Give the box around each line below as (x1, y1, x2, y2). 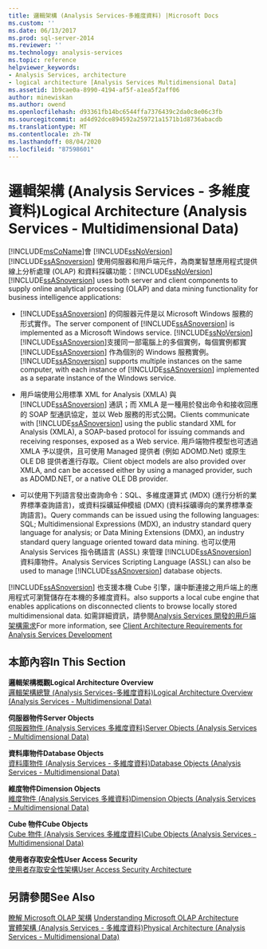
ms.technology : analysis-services (8, 49, 124, 57)
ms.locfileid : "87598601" (8, 145, 94, 153)
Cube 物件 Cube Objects (8, 819, 88, 829)
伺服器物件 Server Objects (8, 713, 94, 723)
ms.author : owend (8, 100, 66, 108)
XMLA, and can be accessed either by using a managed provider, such (19, 466, 253, 475)
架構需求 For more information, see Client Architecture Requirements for (8, 621, 243, 631)
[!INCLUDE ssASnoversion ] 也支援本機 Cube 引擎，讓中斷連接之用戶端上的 (8, 583, 251, 593)
